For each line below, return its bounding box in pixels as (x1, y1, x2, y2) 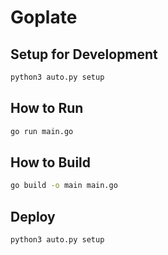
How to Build (10, 154, 92, 171)
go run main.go (10, 126, 74, 136)
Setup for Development (10, 46, 158, 63)
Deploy (10, 208, 56, 225)
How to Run (10, 100, 84, 117)
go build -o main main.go (10, 181, 118, 191)
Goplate (10, 6, 78, 29)
